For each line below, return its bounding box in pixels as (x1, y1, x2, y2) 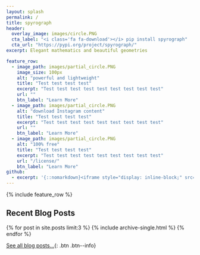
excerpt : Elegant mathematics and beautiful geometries (6, 48, 148, 54)
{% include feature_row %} (6, 191, 73, 198)
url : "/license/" (17, 158, 60, 164)
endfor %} (6, 230, 32, 237)
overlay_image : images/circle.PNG (11, 31, 97, 37)
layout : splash (6, 8, 44, 15)
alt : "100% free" (17, 141, 60, 147)
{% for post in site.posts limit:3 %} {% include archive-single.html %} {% (6, 224, 185, 231)
